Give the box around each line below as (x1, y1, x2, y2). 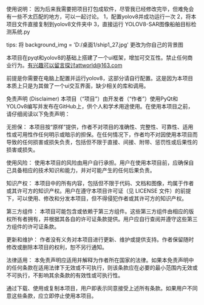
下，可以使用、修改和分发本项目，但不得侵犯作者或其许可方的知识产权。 (6, 195, 187, 202)
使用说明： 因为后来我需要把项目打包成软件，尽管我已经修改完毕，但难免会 (6, 5, 194, 12)
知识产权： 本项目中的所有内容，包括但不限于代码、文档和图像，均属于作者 (6, 180, 194, 187)
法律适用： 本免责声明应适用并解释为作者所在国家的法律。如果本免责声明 (6, 256, 189, 264)
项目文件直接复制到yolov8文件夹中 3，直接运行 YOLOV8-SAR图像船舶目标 (6, 21, 191, 27)
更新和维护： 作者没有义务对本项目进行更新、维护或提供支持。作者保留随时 (6, 236, 194, 243)
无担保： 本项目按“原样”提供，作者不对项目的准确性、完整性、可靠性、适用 (6, 124, 194, 130)
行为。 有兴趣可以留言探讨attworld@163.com (11, 61, 123, 69)
